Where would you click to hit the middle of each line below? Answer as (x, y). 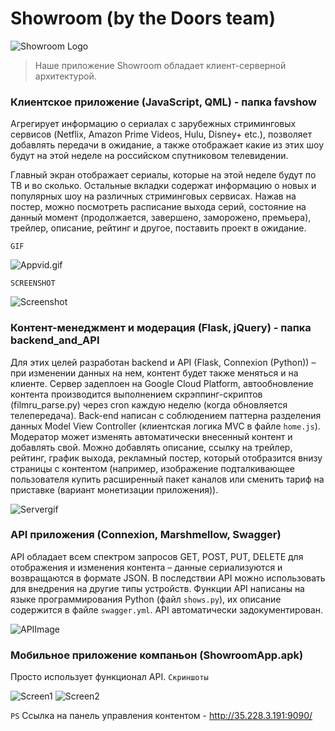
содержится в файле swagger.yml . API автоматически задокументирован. (167, 609)
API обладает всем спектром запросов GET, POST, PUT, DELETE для (157, 556)
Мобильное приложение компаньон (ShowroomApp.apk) (157, 655)
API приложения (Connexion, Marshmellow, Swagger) (146, 535)
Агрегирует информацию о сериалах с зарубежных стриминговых (153, 124)
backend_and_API (55, 340)
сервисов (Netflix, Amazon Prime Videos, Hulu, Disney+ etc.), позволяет (161, 134)
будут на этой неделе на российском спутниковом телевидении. (149, 156)
